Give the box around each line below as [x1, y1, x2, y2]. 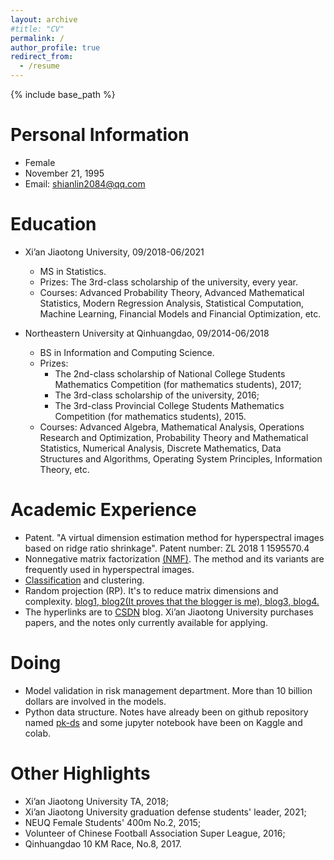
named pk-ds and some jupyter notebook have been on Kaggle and [24, 716, 303, 728]
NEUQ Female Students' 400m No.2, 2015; [24, 816, 202, 828]
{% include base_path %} [10, 89, 116, 100]
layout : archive [10, 14, 78, 25]
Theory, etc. [39, 463, 90, 475]
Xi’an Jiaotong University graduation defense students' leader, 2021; [24, 806, 307, 818]
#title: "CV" [10, 24, 65, 34]
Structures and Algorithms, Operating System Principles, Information [39, 452, 323, 465]
